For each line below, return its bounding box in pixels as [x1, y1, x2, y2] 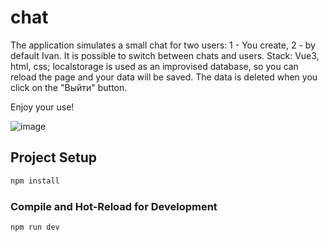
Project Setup [10, 149, 98, 166]
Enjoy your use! [10, 101, 75, 113]
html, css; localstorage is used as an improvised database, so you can [10, 60, 299, 72]
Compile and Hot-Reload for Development [10, 199, 218, 213]
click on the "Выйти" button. [10, 81, 128, 93]
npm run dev [10, 222, 60, 232]
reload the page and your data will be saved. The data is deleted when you [10, 71, 318, 83]
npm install [10, 176, 60, 186]
